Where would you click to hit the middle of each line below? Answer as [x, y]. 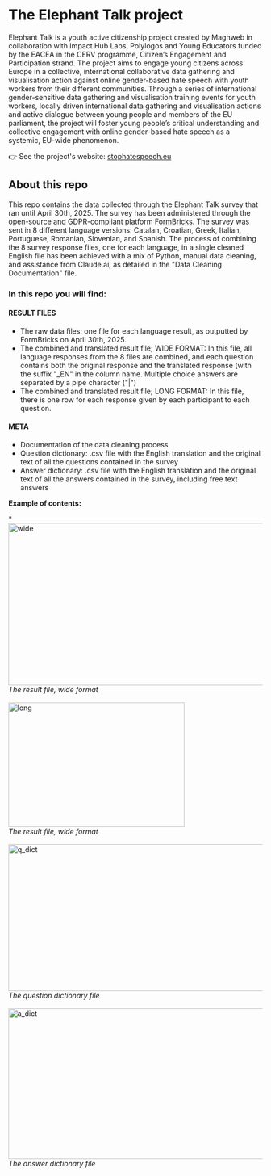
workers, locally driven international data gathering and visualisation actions [135, 106]
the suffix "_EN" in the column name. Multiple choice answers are [129, 374]
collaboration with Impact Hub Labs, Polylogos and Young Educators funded [135, 45]
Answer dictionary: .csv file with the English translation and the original [138, 471]
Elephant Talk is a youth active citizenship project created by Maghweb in [130, 37]
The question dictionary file [54, 996]
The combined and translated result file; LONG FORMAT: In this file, [132, 391]
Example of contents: [45, 503]
